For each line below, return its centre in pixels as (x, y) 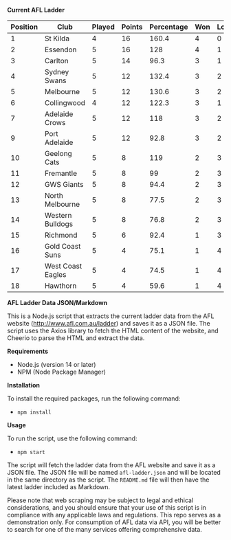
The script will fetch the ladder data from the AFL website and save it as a (111, 465)
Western (58, 215)
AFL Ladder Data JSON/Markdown (57, 303)
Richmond (61, 235)
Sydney (57, 72)
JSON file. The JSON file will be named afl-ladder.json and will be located (114, 472)
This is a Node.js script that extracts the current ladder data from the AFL (111, 316)
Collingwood (65, 103)
